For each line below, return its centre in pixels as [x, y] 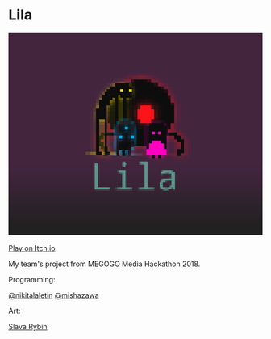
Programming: [32, 279]
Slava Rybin [28, 326]
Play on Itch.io [32, 248]
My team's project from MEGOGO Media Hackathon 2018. [104, 264]
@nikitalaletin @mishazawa [54, 295]
